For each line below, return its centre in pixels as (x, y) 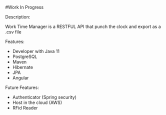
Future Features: (22, 87)
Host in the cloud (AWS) (37, 102)
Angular (20, 78)
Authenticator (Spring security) (44, 97)
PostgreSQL (25, 56)
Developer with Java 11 (36, 51)
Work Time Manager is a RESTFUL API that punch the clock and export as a (83, 26)
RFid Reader (25, 108)
